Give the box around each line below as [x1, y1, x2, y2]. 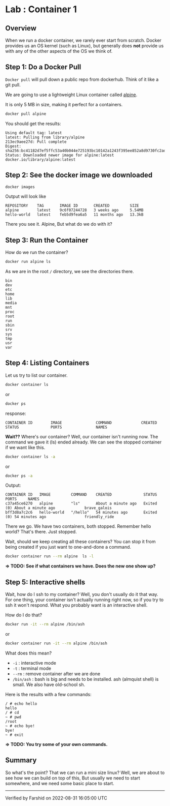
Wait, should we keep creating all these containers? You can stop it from [5, 539, 156, 545]
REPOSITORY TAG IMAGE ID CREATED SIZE [5, 203, 139, 208]
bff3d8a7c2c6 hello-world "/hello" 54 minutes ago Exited [5, 510, 157, 515]
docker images [5, 184, 35, 189]
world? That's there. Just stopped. [5, 529, 77, 535]
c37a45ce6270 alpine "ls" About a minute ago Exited [5, 501, 157, 506]
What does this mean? [5, 650, 52, 656]
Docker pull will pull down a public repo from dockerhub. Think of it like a [5, 76, 159, 82]
